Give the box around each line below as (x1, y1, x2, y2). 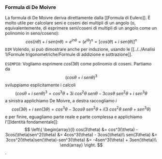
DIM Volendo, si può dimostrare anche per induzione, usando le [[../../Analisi (5, 46, 156, 52)
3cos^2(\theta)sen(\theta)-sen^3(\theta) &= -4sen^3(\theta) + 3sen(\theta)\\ (5, 137, 157, 143)
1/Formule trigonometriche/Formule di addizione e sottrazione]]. (5, 51, 133, 57)
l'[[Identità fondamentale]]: (5, 119, 59, 125)
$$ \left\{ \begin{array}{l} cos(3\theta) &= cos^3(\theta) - (24, 127, 138, 132)
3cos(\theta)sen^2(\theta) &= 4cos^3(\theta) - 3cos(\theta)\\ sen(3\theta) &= (5, 131, 158, 137)
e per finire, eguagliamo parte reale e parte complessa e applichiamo (5, 113, 143, 120)
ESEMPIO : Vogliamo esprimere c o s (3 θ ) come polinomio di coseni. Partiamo (5, 61, 152, 66)
